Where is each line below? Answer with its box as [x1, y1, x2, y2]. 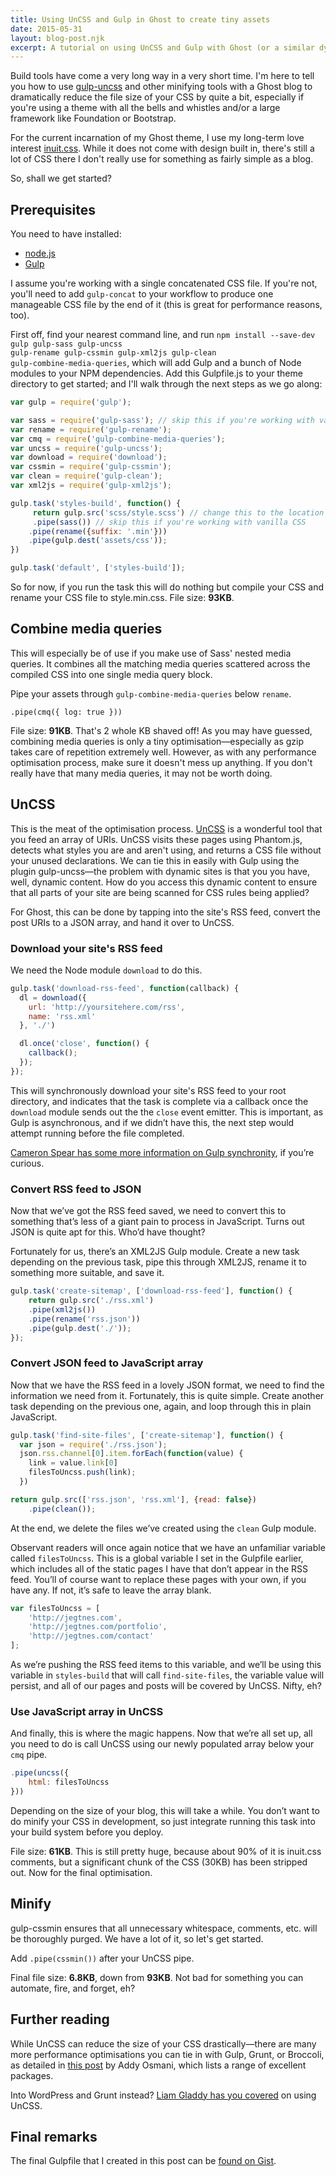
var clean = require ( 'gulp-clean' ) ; [10, 471, 163, 481]
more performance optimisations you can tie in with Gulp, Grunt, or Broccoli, [10, 2048, 325, 2060]
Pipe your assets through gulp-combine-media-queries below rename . [10, 687, 292, 700]
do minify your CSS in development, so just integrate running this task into [10, 1816, 316, 1827]
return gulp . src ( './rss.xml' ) [28, 1296, 155, 1306]
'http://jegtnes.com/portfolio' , [28, 1622, 168, 1632]
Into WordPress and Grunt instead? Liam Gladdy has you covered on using [10, 2089, 317, 2101]
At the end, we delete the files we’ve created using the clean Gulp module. [10, 1522, 317, 1534]
